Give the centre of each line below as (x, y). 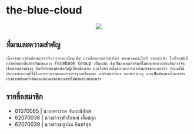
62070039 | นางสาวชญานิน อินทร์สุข (53, 124)
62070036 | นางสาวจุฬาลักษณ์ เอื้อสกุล (55, 118)
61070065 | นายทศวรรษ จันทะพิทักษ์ (53, 111)
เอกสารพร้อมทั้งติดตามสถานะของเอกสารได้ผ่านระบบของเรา (54, 79)
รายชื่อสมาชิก (24, 97)
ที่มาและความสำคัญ (33, 45)
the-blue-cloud (44, 10)
